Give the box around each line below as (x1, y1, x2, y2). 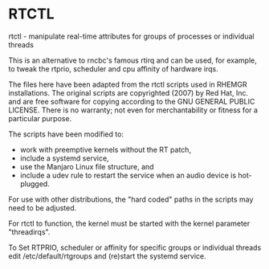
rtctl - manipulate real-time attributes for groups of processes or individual (8, 31, 255, 41)
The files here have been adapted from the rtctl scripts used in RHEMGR (8, 79, 247, 89)
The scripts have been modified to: (8, 129, 124, 139)
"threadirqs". (8, 226, 51, 237)
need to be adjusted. (8, 202, 77, 213)
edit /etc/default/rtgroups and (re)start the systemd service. (8, 251, 206, 261)
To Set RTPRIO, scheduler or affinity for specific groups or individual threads (8, 243, 262, 252)
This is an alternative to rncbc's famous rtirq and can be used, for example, (8, 55, 257, 65)
